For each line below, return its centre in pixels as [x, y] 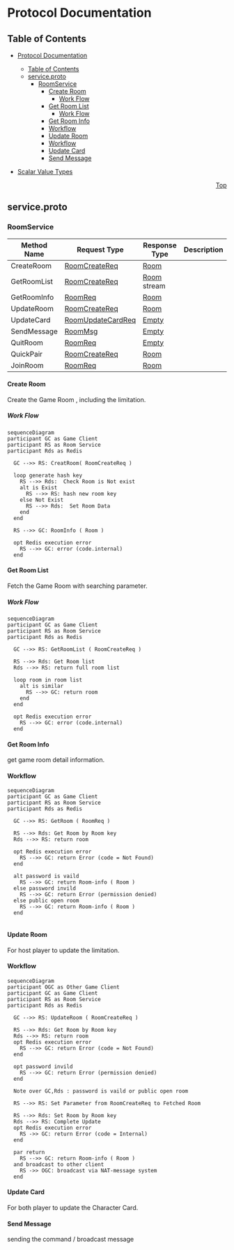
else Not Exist [42, 500]
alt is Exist [39, 487]
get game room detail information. [56, 760]
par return [29, 1152]
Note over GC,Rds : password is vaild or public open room [101, 1091]
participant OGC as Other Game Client [63, 987]
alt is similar [42, 687]
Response [159, 245]
